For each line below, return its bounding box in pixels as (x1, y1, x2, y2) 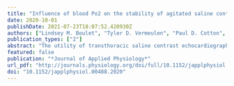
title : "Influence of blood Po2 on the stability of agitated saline (7, 10, 214, 17)
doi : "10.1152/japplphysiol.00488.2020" (7, 68, 127, 75)
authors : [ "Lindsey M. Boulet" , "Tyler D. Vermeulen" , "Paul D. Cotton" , (7, 29, 226, 37)
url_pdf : (7, 62, 33, 69)
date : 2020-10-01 (7, 17, 58, 24)
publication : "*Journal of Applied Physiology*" (7, 55, 151, 62)
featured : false (7, 49, 54, 56)
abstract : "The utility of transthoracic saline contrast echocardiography (7, 42, 232, 49)
